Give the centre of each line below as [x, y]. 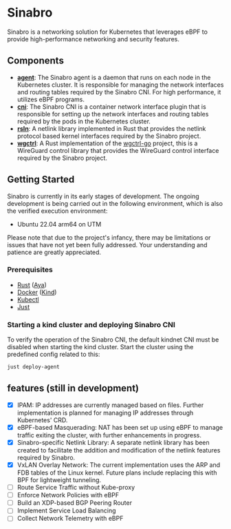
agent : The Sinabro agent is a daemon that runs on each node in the [114, 77]
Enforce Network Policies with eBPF [68, 495]
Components [35, 61]
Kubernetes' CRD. [42, 420]
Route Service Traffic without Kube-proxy [76, 488]
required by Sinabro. [46, 458]
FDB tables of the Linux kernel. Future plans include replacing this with [117, 473]
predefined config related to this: [54, 354]
